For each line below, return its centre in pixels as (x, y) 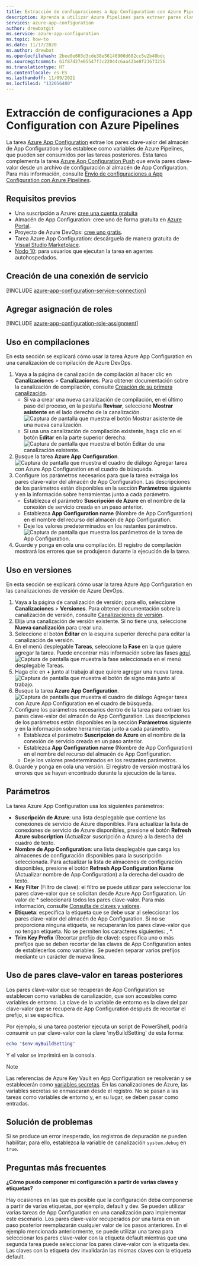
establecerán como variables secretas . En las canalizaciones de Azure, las (97, 1084)
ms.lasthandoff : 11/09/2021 (41, 78)
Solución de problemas (49, 1122)
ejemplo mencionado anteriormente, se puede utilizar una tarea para (90, 1232)
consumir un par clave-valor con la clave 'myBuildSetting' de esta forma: (95, 1032)
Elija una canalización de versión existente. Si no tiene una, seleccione (100, 621)
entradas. (18, 1103)
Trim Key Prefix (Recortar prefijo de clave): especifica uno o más (94, 937)
